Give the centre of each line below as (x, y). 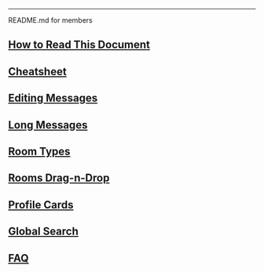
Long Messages (48, 125)
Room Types (39, 151)
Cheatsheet (37, 71)
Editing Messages (53, 98)
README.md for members (50, 20)
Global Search (43, 232)
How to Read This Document (79, 45)
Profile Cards (41, 205)
